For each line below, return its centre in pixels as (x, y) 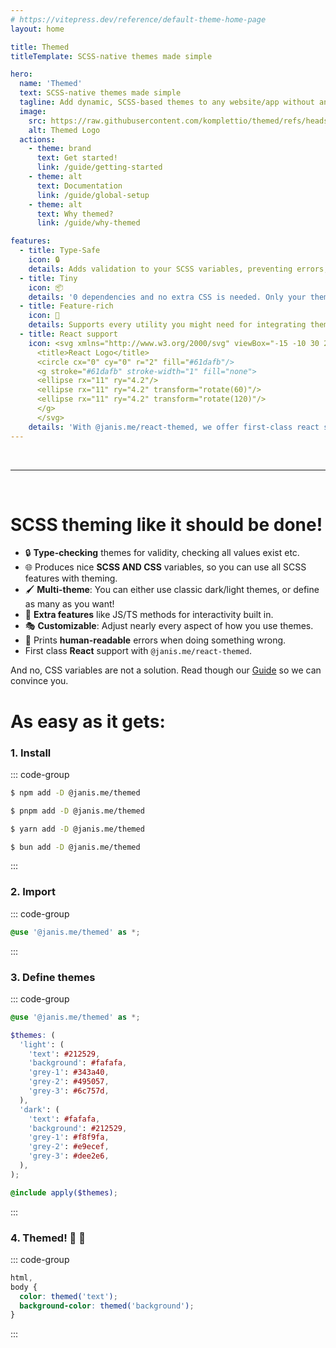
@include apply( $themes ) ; (64, 1192)
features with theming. (71, 578)
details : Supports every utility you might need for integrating (167, 325)
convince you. (39, 681)
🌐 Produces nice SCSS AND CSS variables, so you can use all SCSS (165, 567)
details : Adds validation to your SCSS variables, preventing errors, (178, 269)
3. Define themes (53, 977)
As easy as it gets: (88, 721)
